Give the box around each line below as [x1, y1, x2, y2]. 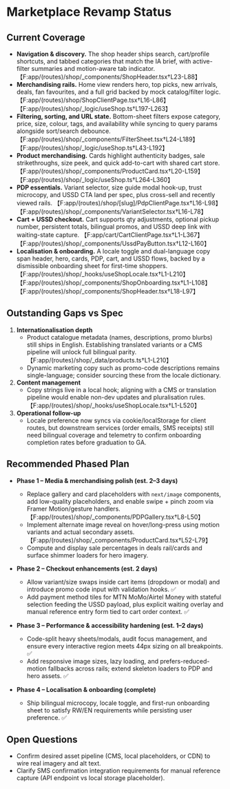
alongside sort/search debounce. [16, 127, 111, 135]
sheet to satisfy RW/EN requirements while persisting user [26, 706, 192, 714]
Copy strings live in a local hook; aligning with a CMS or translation [26, 385, 216, 393]
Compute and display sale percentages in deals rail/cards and [26, 544, 202, 552]
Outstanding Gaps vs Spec [6, 307, 123, 319]
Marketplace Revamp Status [6, 4, 172, 20]
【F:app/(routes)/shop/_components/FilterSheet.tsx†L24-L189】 [16, 135, 199, 143]
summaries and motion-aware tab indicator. [31, 65, 156, 72]
